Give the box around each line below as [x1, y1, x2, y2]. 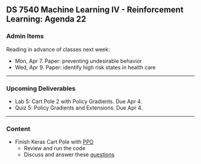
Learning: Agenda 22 [6, 14, 87, 25]
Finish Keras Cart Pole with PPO [14, 138, 94, 145]
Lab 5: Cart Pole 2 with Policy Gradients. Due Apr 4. [14, 98, 142, 105]
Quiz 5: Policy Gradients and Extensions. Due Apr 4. [14, 104, 143, 111]
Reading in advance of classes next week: [6, 45, 110, 53]
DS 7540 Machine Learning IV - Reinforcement [6, 5, 184, 15]
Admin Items [6, 32, 44, 41]
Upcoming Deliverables [6, 84, 76, 92]
